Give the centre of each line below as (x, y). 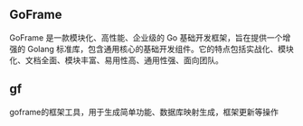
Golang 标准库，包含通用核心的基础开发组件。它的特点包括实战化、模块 (160, 49)
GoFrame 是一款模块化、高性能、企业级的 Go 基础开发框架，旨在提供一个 (146, 37)
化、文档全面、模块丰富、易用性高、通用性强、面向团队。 (116, 60)
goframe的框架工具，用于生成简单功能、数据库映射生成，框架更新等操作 (144, 112)
